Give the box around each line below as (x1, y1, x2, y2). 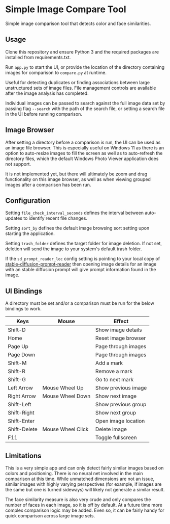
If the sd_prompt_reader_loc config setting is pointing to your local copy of (5, 256, 160, 262)
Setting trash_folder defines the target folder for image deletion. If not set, (5, 241, 162, 247)
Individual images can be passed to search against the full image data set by (5, 100, 165, 106)
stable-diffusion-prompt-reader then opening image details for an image (5, 261, 157, 267)
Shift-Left (8, 401, 31, 408)
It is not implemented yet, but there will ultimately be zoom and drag (5, 171, 148, 177)
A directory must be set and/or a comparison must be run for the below (5, 300, 155, 306)
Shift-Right (8, 409, 35, 416)
